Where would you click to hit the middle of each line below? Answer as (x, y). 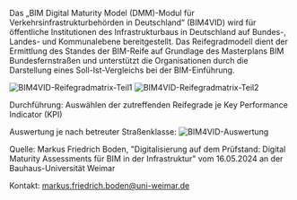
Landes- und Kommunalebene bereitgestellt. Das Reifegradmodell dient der (149, 41)
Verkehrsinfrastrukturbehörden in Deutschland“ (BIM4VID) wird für (133, 22)
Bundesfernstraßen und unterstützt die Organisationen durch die (129, 61)
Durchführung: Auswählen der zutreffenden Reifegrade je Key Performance (149, 105)
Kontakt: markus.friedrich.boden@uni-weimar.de (100, 186)
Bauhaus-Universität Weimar (62, 168)
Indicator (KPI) (36, 114)
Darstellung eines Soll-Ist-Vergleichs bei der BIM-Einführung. (122, 70)
